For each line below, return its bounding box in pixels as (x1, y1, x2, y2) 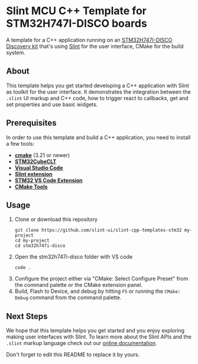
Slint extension (14, 170, 53, 177)
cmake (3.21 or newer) (14, 151, 70, 158)
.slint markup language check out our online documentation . (6, 340, 157, 347)
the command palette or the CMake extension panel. (14, 282, 143, 289)
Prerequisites (6, 118, 57, 128)
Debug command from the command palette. (14, 294, 122, 301)
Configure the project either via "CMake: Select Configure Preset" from (14, 275, 189, 282)
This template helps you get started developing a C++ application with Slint (6, 82, 189, 89)
